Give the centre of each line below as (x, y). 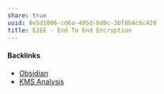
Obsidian (33, 73)
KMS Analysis (42, 81)
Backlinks (24, 55)
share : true (27, 15)
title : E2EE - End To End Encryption (70, 30)
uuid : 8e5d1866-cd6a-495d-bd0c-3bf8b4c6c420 (82, 23)
